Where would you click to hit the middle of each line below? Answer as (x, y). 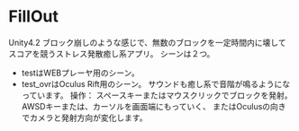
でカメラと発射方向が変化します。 (84, 118)
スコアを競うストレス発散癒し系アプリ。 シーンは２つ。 (112, 53)
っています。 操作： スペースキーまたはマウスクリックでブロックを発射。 (157, 95)
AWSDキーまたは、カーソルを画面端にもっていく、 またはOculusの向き (154, 106)
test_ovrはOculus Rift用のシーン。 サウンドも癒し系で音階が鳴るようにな (156, 83)
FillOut (34, 17)
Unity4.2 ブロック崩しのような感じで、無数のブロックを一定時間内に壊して (147, 42)
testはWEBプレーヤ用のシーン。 (81, 73)
